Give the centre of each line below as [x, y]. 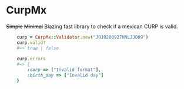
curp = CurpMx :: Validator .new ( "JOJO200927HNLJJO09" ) [83, 37]
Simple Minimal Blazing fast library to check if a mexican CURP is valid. [92, 26]
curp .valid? [31, 42]
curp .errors [31, 59]
